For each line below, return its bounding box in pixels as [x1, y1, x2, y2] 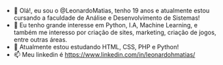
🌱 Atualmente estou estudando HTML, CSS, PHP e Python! [13, 43, 179, 51]
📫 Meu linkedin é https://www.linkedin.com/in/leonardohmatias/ [13, 51, 196, 58]
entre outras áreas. [13, 36, 68, 44]
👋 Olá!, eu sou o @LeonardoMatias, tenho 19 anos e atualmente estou [13, 7, 210, 14]
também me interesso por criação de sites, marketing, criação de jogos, [13, 28, 217, 36]
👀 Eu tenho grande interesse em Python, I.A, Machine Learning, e [13, 21, 198, 29]
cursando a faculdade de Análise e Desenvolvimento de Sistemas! [13, 14, 200, 22]
